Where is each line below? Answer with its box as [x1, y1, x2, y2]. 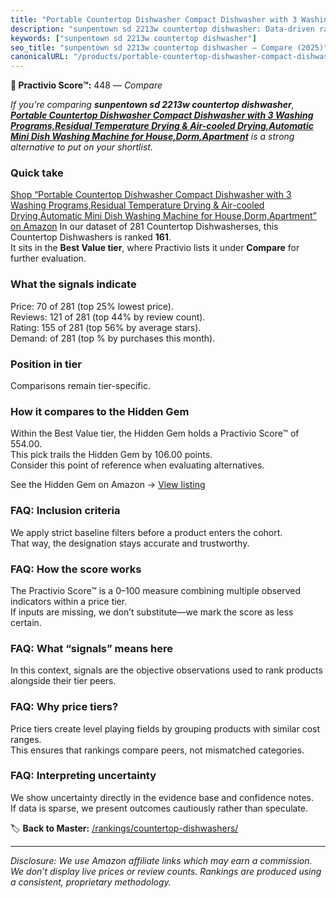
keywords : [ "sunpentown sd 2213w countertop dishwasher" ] [10, 33, 257, 43]
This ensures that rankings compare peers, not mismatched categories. [10, 744, 305, 756]
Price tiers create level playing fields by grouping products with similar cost [10, 722, 321, 735]
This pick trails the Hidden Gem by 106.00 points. [10, 449, 213, 461]
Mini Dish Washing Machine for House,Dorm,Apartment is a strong [10, 131, 295, 143]
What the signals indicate [10, 277, 137, 291]
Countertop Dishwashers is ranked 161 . [10, 231, 172, 243]
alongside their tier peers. [10, 675, 117, 687]
